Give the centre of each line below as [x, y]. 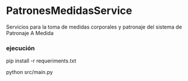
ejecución [20, 48]
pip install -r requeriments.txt [41, 61]
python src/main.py [30, 72]
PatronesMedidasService [69, 11]
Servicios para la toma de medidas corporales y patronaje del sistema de [94, 27]
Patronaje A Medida [30, 33]
